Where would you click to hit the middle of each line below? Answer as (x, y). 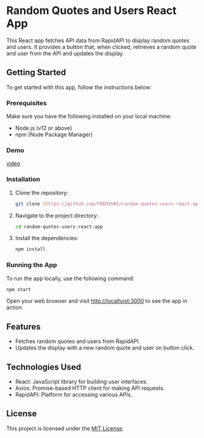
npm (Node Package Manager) (54, 135)
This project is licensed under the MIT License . (65, 428)
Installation (23, 179)
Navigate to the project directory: (57, 215)
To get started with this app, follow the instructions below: (79, 87)
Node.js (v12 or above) (44, 128)
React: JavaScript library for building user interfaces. (81, 382)
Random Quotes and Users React (91, 11)
